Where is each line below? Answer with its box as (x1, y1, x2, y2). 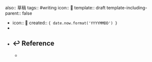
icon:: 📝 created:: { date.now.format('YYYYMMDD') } (12, 20, 118, 26)
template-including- (106, 5, 148, 10)
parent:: (5, 10, 21, 16)
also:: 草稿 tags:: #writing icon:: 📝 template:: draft (5, 5, 106, 10)
